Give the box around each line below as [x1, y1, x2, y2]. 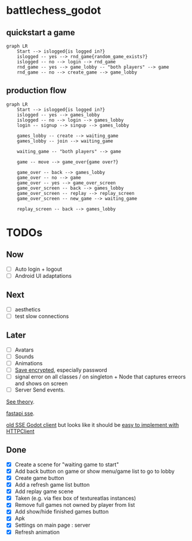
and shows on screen [14, 380, 68, 387]
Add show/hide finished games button [14, 508, 109, 515]
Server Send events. [14, 386, 66, 393]
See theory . [6, 398, 35, 405]
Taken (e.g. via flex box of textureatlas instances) [14, 494, 136, 502]
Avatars [14, 346, 34, 353]
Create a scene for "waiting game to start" [14, 461, 119, 468]
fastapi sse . [6, 410, 35, 417]
